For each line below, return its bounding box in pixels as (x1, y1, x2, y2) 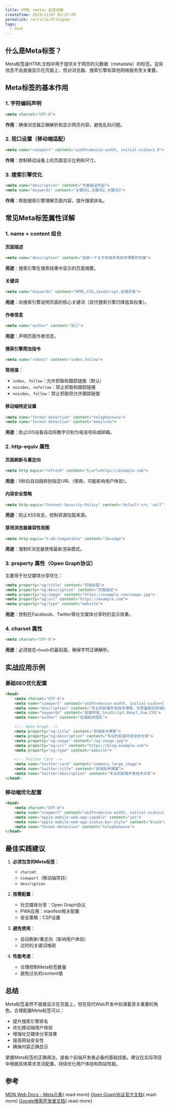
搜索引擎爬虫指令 (5, 346, 41, 352)
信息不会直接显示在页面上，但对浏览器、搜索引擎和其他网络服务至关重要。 (5, 67, 160, 73)
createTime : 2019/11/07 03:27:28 (5, 12, 76, 17)
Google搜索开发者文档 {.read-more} (19, 1097, 93, 1104)
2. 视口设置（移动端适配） (5, 136, 69, 143)
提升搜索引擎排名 (12, 1018, 49, 1024)
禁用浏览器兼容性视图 (5, 524, 50, 530)
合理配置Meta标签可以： (14, 1007, 65, 1013)
